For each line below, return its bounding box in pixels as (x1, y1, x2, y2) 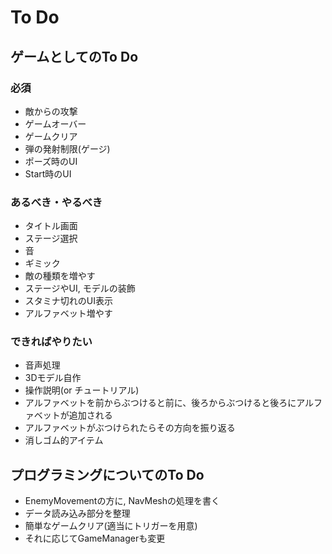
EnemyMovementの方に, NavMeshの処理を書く (24, 495, 221, 507)
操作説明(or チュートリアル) (24, 384, 140, 396)
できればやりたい (10, 335, 93, 349)
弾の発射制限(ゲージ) (24, 142, 111, 155)
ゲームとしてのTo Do (10, 48, 139, 65)
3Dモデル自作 (24, 372, 82, 384)
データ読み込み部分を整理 (24, 507, 131, 520)
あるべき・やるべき (10, 195, 103, 209)
